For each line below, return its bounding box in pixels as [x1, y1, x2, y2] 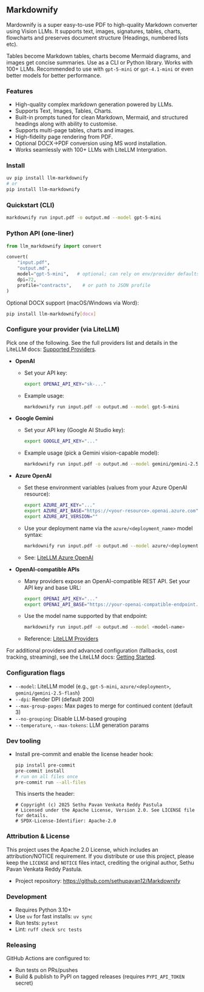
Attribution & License [6, 832, 70, 840]
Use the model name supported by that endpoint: [24, 612, 148, 620]
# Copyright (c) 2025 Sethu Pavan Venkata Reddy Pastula [15, 802, 163, 808]
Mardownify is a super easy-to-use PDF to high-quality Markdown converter [6, 21, 198, 28]
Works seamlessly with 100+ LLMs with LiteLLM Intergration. [15, 146, 168, 154]
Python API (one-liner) [6, 229, 74, 238]
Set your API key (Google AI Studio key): [24, 427, 126, 434]
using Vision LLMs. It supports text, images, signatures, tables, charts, [6, 27, 182, 35]
